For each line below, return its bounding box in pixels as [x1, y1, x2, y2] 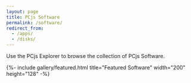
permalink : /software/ [6, 20, 63, 25]
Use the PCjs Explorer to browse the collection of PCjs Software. [6, 53, 165, 59]
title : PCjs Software [6, 14, 60, 20]
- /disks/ [11, 36, 36, 42]
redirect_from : [6, 25, 44, 31]
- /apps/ [11, 31, 33, 37]
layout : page [6, 8, 39, 15]
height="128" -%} [6, 71, 50, 77]
